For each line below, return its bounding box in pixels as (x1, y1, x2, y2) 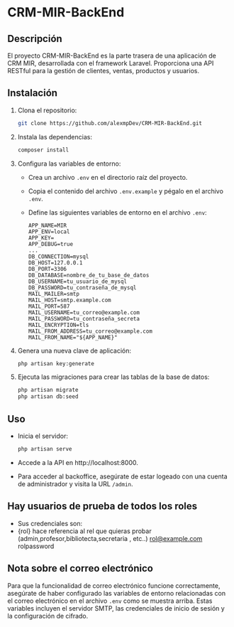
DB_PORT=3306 (28, 265, 67, 272)
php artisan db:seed (17, 393, 79, 400)
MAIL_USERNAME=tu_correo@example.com (28, 309, 140, 316)
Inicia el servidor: (17, 432, 69, 440)
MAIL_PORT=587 (28, 303, 70, 310)
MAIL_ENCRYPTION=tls (28, 321, 89, 328)
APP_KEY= (28, 234, 55, 242)
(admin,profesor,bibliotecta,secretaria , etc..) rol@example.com (17, 534, 203, 542)
